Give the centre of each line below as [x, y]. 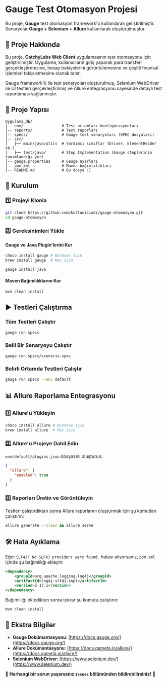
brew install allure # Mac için [40, 430]
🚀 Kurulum [22, 185]
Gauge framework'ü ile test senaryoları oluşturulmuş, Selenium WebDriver [82, 83]
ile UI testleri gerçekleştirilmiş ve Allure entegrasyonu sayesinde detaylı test [84, 88]
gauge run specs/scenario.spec [38, 356]
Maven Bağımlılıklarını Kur [33, 281]
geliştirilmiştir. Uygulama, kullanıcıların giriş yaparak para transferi [74, 62]
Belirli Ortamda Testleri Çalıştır [44, 369]
